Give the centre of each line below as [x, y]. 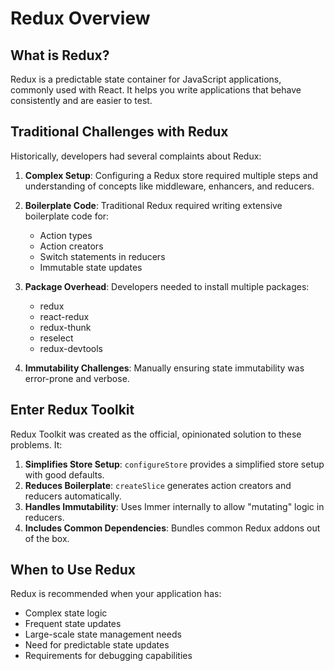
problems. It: [36, 444]
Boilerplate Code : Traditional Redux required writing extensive [153, 205]
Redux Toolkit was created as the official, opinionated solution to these [156, 434]
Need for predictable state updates [97, 645]
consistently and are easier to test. [81, 100]
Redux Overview [80, 18]
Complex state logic [66, 613]
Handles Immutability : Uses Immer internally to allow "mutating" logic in [174, 506]
